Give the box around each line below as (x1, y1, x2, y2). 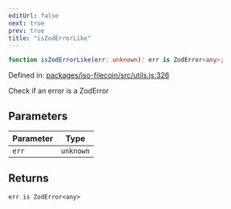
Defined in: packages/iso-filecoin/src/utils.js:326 (8, 70, 170, 80)
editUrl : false (8, 11, 59, 20)
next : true (8, 19, 45, 27)
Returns (8, 171, 50, 185)
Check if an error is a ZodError (8, 86, 110, 96)
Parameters (8, 109, 68, 123)
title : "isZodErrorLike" (8, 34, 91, 42)
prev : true (8, 26, 45, 34)
